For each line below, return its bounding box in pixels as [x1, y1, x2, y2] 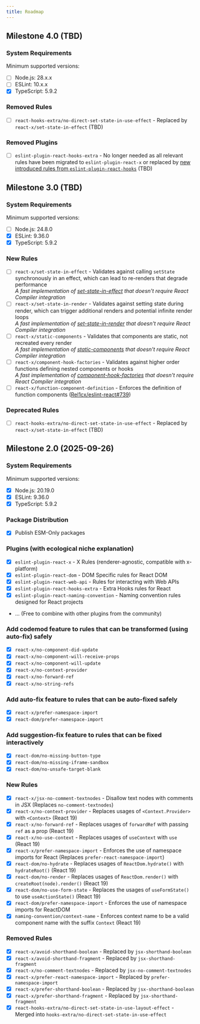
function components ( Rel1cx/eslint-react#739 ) [14, 390, 131, 398]
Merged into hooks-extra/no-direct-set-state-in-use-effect [14, 1011, 167, 1018]
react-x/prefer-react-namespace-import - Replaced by [14, 973, 150, 980]
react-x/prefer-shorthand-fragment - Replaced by [14, 992, 139, 999]
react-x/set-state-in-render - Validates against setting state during [14, 300, 184, 307]
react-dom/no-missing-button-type [14, 753, 101, 759]
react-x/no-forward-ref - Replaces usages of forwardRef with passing [14, 820, 189, 828]
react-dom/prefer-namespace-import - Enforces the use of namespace [14, 899, 187, 907]
